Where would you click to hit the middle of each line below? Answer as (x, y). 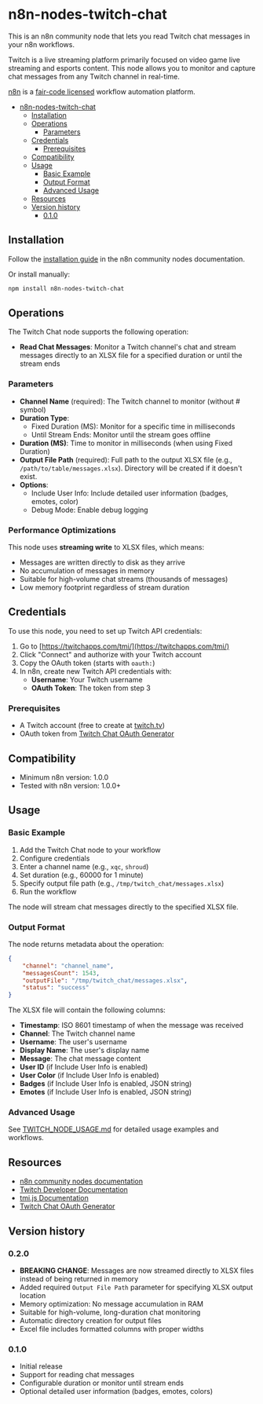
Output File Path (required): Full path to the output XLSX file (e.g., (126, 459)
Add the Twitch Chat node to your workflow (90, 850)
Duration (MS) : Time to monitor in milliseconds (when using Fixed (126, 443)
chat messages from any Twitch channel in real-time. (94, 76)
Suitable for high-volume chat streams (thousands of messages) (124, 580)
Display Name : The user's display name (84, 1051)
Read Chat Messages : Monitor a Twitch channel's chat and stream (128, 347)
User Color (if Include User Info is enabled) (89, 1075)
